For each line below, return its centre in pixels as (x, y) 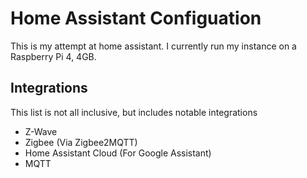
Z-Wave (41, 131)
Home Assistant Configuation (136, 18)
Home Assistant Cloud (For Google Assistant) (118, 153)
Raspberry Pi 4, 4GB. (53, 56)
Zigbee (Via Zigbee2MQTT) (81, 142)
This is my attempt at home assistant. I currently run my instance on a (153, 46)
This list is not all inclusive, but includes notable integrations (134, 112)
